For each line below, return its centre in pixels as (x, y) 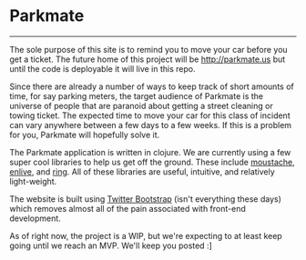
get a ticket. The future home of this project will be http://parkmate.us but (148, 59)
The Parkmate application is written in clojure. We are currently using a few (150, 152)
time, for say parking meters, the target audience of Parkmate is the (137, 95)
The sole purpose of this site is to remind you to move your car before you (149, 49)
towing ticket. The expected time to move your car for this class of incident (150, 115)
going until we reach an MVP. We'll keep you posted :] (111, 245)
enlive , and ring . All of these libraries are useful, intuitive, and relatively (142, 171)
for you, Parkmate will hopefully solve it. (85, 135)
